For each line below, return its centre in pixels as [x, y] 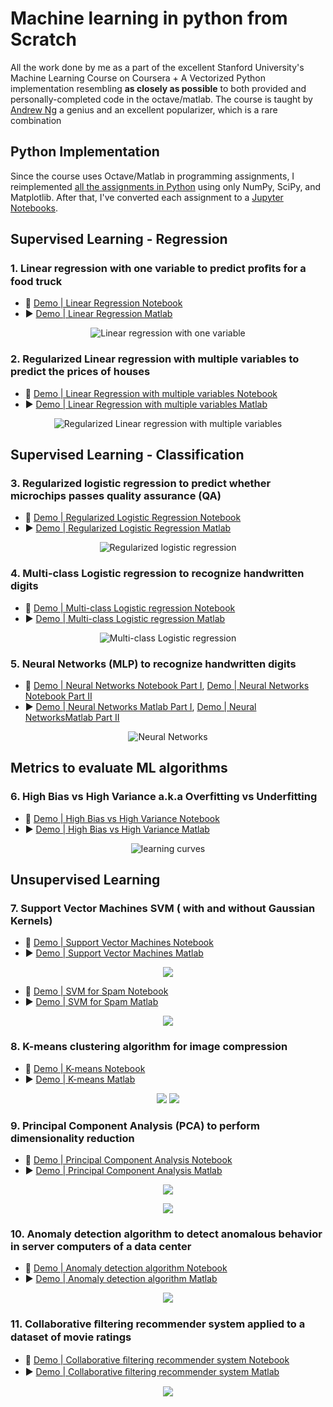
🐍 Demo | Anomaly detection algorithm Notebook [126, 1268]
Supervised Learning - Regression [119, 239]
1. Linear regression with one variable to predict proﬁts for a [158, 269]
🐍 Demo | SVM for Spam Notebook [96, 991]
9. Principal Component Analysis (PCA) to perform [135, 1125]
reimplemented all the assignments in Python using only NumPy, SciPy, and [166, 186]
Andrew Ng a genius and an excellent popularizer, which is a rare [144, 109]
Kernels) [31, 921]
